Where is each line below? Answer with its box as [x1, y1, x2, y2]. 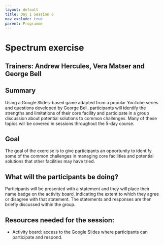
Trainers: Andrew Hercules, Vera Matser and [5, 62, 145, 70]
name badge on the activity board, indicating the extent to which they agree [5, 191, 159, 197]
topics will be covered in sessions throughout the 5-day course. [5, 121, 134, 126]
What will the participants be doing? [5, 172, 119, 181]
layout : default [5, 7, 38, 12]
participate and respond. [12, 234, 63, 240]
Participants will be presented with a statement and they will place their [5, 186, 150, 192]
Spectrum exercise [5, 42, 85, 53]
